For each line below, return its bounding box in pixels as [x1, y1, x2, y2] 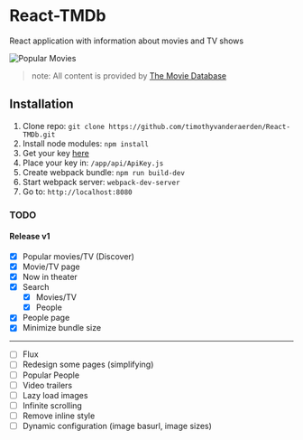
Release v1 [9, 231, 50, 242]
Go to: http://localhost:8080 [22, 186, 133, 197]
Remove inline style [22, 410, 96, 421]
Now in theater [22, 272, 78, 282]
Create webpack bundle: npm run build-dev [22, 166, 185, 177]
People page [22, 313, 70, 323]
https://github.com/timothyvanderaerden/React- [107, 122, 291, 131]
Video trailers [22, 379, 73, 390]
